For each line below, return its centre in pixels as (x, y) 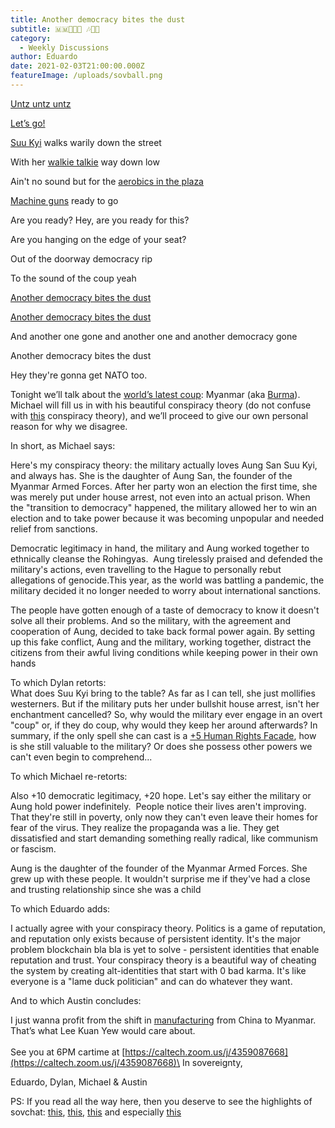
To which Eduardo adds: (60, 908)
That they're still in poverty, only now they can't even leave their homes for (164, 817)
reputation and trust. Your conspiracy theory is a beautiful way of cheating (163, 960)
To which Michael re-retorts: (69, 776)
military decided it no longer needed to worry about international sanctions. (166, 590)
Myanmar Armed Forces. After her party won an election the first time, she (164, 486)
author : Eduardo (44, 57)
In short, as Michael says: (63, 445)
